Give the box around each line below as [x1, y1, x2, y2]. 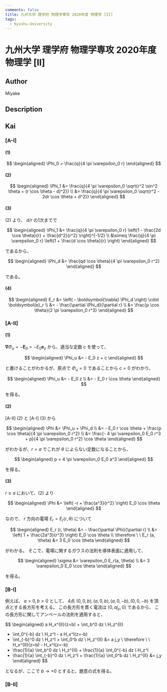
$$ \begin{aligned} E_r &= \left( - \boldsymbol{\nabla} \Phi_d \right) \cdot [8, 296, 160, 302]
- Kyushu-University [9, 21, 52, 27]
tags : [5, 17, 16, 22]
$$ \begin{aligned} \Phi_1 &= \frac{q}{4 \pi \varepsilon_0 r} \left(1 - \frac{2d [6, 227, 161, 233]
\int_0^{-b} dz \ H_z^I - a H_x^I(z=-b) [12, 631, 88, 637]
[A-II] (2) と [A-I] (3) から [5, 415, 56, 421]
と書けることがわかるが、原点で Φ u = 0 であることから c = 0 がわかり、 [5, 365, 154, 372]
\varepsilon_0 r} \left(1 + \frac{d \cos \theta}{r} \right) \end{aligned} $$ [11, 237, 157, 243]
